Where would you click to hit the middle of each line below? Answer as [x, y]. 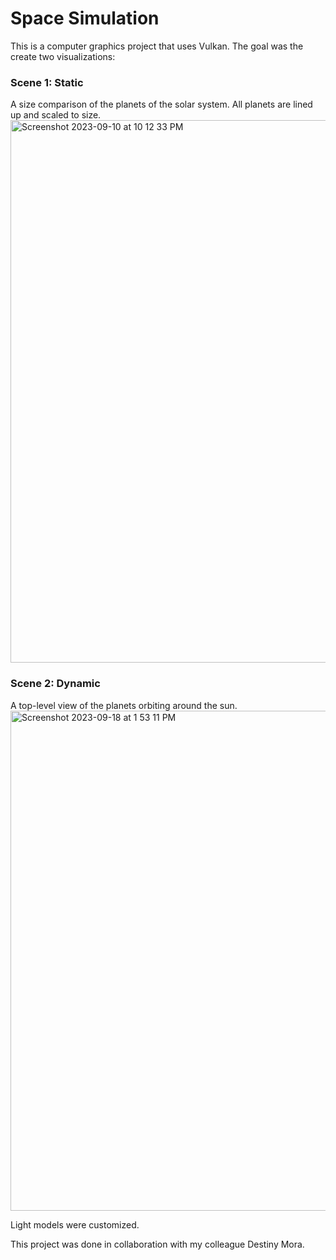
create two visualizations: [63, 56]
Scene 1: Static [47, 82]
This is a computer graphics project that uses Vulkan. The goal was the [157, 46]
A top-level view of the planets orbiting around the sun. [124, 705]
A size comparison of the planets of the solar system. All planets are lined [161, 104]
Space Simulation [85, 18]
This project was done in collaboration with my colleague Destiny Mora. [157, 1244]
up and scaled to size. [56, 115]
